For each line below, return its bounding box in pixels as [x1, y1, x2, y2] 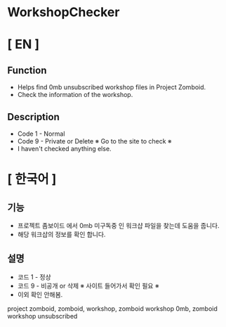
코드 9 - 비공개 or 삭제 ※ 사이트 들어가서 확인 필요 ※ [17, 281, 159, 290]
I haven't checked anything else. [17, 145, 112, 153]
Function [7, 64, 47, 76]
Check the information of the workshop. [17, 91, 133, 99]
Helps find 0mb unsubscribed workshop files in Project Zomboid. [17, 83, 206, 91]
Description [7, 110, 60, 123]
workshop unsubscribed [7, 312, 78, 320]
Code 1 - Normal [17, 129, 65, 138]
